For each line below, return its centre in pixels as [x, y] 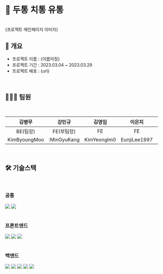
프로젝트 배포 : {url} [31, 71]
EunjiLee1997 [137, 140]
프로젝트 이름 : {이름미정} [36, 59]
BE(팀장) [26, 131]
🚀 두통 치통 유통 [34, 10]
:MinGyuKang [64, 140]
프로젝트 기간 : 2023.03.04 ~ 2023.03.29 [52, 65]
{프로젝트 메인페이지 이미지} [32, 29]
